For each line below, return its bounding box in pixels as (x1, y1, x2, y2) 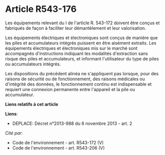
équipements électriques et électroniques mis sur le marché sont (5, 45, 138, 51)
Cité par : (5, 130, 23, 136)
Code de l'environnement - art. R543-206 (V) (12, 145, 105, 151)
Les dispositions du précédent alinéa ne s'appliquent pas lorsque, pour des (5, 70, 159, 76)
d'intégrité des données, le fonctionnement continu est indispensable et (5, 81, 152, 87)
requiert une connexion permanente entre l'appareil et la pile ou (5, 86, 135, 92)
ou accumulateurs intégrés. (5, 61, 61, 67)
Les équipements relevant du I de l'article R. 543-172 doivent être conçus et (5, 20, 160, 26)
